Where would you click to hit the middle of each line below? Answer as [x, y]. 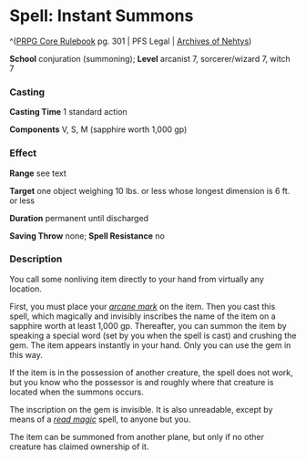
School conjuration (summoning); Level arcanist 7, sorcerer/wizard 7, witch [150, 58]
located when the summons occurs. [76, 392]
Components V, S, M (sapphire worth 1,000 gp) [98, 129]
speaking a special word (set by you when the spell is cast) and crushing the [153, 335]
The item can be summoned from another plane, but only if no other [137, 436]
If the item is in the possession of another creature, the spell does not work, [151, 372]
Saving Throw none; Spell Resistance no [87, 236]
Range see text [38, 173]
